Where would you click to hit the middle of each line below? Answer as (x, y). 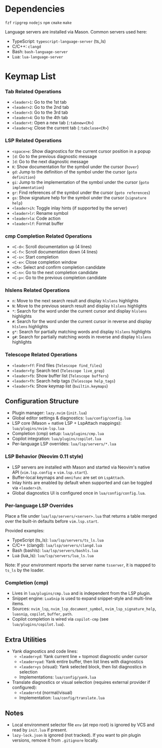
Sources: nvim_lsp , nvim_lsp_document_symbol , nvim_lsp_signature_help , (84, 609)
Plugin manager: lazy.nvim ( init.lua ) (49, 413)
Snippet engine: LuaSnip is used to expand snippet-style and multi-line (82, 598)
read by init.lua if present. (40, 730)
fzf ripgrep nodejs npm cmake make (38, 23)
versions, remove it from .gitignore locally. (55, 740)
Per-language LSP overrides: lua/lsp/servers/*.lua (64, 444)
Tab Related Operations (33, 92)
